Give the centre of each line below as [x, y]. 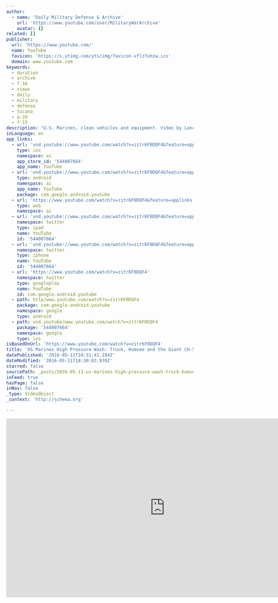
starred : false [25, 366]
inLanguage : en [25, 134]
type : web [29, 206]
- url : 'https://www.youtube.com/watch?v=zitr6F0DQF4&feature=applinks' [103, 200]
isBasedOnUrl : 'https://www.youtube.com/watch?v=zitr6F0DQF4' [85, 344]
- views [21, 89]
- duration [25, 73]
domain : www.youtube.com [42, 61]
